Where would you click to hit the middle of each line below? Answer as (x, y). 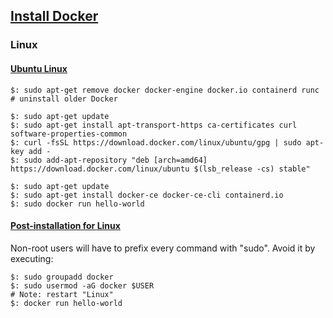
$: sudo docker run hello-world (77, 204)
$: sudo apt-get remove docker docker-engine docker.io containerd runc (165, 90)
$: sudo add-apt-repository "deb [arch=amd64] (109, 160)
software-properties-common (69, 134)
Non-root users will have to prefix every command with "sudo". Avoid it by (163, 248)
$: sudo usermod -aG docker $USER (82, 285)
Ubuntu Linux (39, 68)
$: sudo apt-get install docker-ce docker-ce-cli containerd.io (147, 195)
